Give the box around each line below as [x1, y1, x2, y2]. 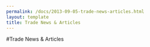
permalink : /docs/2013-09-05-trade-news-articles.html [6, 8, 145, 15]
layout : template [6, 14, 49, 20]
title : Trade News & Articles [6, 19, 81, 25]
